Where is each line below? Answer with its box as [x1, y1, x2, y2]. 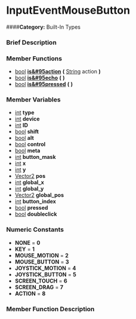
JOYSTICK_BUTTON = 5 [14, 271, 76, 278]
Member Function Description [6, 305, 95, 313]
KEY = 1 [14, 246, 35, 253]
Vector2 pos [14, 173, 46, 180]
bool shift [14, 128, 39, 135]
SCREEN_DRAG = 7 [14, 283, 64, 290]
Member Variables [6, 96, 61, 104]
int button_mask [14, 154, 56, 161]
